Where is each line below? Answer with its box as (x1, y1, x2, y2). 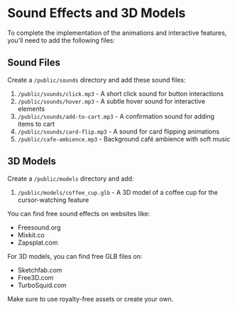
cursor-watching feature (17, 196, 89, 204)
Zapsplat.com (17, 238, 58, 247)
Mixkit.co (17, 230, 45, 239)
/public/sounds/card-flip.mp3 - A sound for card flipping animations (17, 127, 220, 136)
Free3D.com (17, 273, 54, 282)
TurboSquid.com (17, 281, 67, 289)
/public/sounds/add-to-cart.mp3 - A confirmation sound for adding (17, 112, 215, 120)
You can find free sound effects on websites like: (7, 209, 150, 218)
